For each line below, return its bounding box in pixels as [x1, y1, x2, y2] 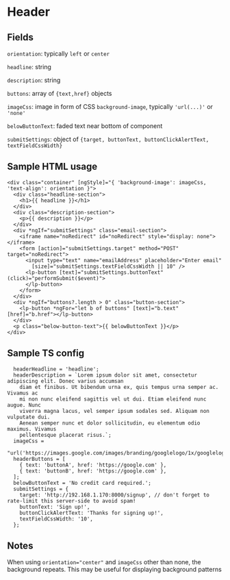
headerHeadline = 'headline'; [13, 366, 99, 373]
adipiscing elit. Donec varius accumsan [7, 377, 125, 384]
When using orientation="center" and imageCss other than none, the [7, 558, 201, 566]
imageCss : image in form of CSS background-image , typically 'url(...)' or [7, 103, 214, 110]
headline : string [7, 63, 51, 71]
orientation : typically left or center [7, 49, 110, 58]
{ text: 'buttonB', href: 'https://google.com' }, [19, 467, 167, 475]
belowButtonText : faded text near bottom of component [7, 122, 163, 130]
